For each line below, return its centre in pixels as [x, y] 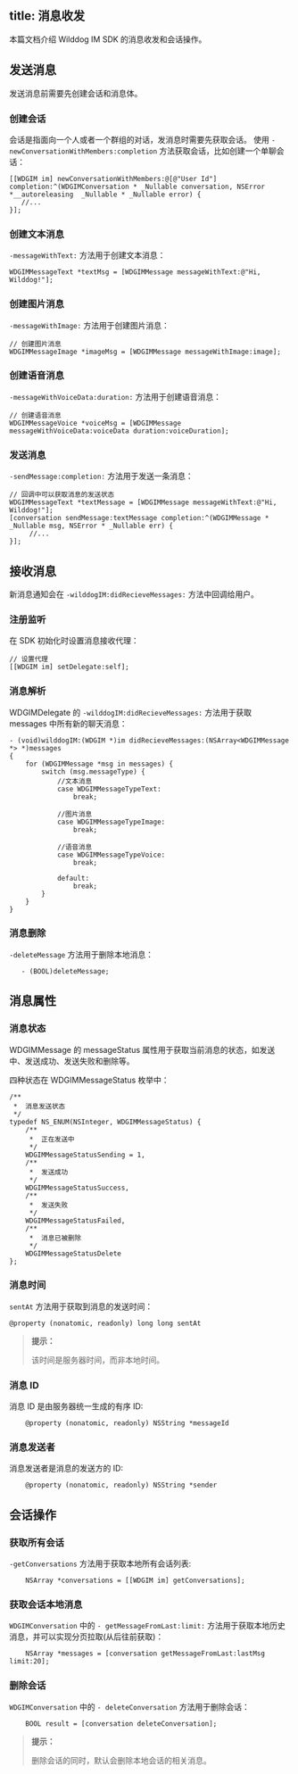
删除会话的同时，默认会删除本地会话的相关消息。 [121, 1760]
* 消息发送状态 [39, 1106]
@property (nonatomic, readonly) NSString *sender [121, 1485]
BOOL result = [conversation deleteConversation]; [121, 1724]
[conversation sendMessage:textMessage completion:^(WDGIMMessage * [139, 518]
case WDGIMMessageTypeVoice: [111, 855]
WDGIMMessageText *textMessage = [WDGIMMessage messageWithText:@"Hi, [143, 502]
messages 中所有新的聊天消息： [68, 723]
